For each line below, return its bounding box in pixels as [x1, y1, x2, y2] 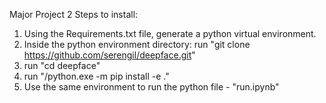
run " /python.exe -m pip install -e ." [23, 70, 170, 82]
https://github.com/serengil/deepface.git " [23, 49, 196, 61]
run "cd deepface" [23, 60, 101, 71]
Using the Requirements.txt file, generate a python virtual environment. [23, 28, 317, 39]
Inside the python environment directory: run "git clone [23, 39, 251, 50]
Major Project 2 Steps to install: [9, 9, 139, 20]
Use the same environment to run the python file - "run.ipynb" [23, 81, 280, 93]
